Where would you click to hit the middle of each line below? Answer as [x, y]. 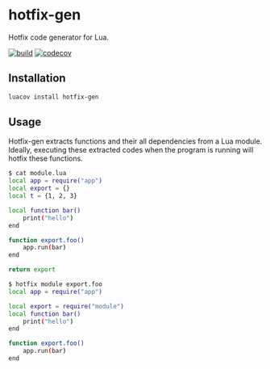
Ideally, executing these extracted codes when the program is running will [131, 150]
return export [32, 270]
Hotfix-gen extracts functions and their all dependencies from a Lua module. [135, 141]
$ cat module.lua [37, 174]
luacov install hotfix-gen [54, 97]
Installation [37, 78]
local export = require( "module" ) [66, 306]
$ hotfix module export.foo [56, 284]
